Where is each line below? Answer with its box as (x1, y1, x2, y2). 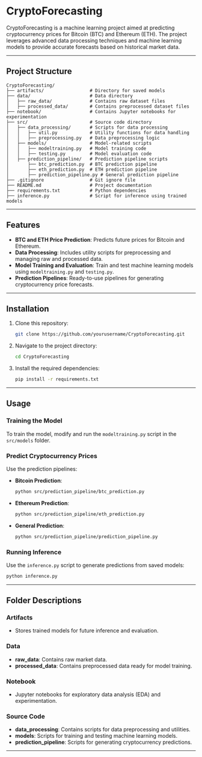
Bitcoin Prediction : (14, 477, 63, 484)
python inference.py (6, 573, 58, 579)
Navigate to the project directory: (14, 342, 97, 349)
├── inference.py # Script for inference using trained (6, 192, 187, 199)
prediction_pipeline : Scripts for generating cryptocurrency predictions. (14, 738, 192, 746)
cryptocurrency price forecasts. (14, 281, 94, 288)
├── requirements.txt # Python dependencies (6, 188, 147, 194)
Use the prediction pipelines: (6, 465, 78, 473)
